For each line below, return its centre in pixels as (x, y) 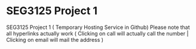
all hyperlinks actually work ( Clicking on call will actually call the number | (97, 33)
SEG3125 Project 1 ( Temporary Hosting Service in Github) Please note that (98, 27)
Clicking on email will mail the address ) (55, 40)
